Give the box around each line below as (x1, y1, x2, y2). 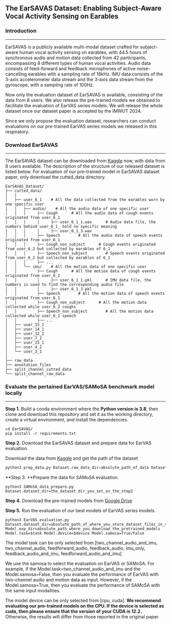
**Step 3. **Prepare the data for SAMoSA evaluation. (5, 474, 119, 481)
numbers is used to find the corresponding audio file (5, 282, 124, 287)
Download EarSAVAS (5, 141, 59, 148)
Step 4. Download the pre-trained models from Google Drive (5, 497, 132, 504)
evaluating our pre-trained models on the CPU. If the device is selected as (5, 603, 164, 609)
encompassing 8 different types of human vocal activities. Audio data (5, 60, 151, 66)
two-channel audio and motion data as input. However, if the (5, 577, 132, 583)
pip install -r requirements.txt (5, 431, 76, 436)
